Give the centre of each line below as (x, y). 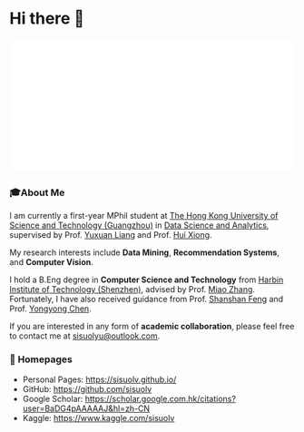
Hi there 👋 (47, 19)
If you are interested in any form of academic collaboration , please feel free (152, 327)
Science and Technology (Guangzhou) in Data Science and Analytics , (139, 225)
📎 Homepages (41, 359)
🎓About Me (37, 192)
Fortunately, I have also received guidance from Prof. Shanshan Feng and (147, 299)
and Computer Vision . (51, 262)
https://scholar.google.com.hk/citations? (160, 398)
